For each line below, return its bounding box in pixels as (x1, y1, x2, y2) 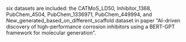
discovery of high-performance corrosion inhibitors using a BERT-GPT (6, 23, 175, 30)
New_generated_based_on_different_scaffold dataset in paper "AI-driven (6, 17, 181, 24)
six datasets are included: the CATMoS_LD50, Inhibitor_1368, (6, 5, 152, 12)
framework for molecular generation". (6, 29, 96, 36)
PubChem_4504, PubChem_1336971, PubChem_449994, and (6, 11, 152, 18)
